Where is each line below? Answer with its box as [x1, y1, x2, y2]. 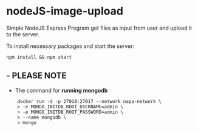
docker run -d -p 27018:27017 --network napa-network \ [17, 98, 162, 104]
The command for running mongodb [15, 87, 108, 94]
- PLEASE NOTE [6, 71, 67, 81]
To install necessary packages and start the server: [6, 42, 135, 50]
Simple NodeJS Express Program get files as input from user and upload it [6, 24, 193, 31]
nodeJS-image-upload [6, 4, 123, 18]
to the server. [6, 30, 39, 38]
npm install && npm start [6, 54, 72, 60]
